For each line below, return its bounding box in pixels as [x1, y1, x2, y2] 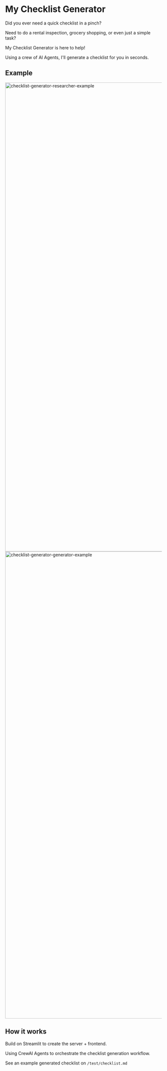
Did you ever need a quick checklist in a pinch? [5, 20, 102, 26]
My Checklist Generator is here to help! [5, 44, 85, 50]
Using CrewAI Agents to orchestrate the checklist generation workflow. [5, 1050, 151, 1056]
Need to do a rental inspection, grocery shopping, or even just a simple [5, 29, 151, 35]
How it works [5, 1028, 47, 1036]
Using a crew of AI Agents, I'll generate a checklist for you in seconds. [5, 54, 149, 60]
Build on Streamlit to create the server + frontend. [5, 1041, 107, 1047]
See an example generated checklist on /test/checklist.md [5, 1060, 128, 1066]
